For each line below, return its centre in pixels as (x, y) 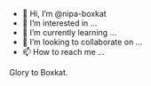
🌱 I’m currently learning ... (69, 32)
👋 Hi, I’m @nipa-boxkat (64, 14)
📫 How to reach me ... (63, 52)
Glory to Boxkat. (39, 72)
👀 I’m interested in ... (60, 23)
